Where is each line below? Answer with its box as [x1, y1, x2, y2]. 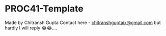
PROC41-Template [5, 3, 84, 14]
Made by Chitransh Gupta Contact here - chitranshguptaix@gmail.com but [5, 19, 161, 25]
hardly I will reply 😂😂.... [5, 24, 58, 30]
